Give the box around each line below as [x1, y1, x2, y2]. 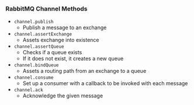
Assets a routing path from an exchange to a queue [22, 68, 147, 75]
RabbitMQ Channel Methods [5, 5, 88, 13]
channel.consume [13, 75, 54, 80]
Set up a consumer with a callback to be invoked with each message [22, 80, 188, 87]
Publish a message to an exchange [22, 24, 107, 31]
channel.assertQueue [13, 44, 64, 50]
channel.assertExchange [13, 32, 72, 37]
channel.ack [13, 87, 43, 93]
